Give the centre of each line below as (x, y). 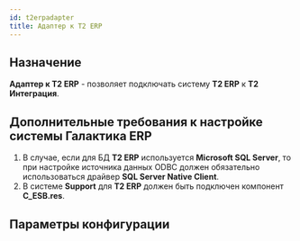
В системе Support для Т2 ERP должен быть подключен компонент (153, 186)
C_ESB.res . (43, 196)
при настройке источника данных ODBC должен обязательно (141, 167)
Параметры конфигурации (90, 224)
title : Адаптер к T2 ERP (56, 26)
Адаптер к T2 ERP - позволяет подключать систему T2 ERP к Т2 (134, 84)
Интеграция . (35, 94)
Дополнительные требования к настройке (136, 122)
